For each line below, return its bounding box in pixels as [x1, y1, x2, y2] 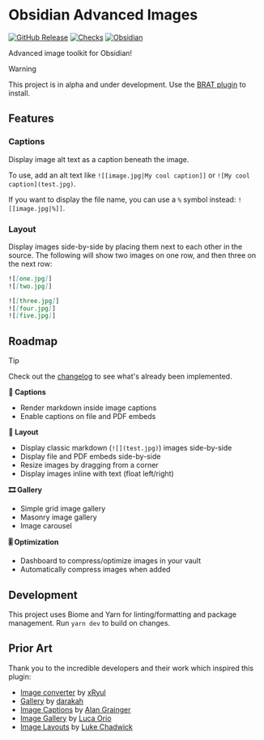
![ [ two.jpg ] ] [8, 282, 53, 290]
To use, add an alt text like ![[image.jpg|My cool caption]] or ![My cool [8, 170, 250, 180]
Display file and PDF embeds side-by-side [19, 451, 161, 461]
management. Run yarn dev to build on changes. [8, 618, 171, 627]
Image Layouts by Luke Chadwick [19, 721, 134, 731]
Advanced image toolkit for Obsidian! [8, 48, 132, 58]
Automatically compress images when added [19, 565, 171, 575]
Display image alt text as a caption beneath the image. [8, 154, 189, 164]
